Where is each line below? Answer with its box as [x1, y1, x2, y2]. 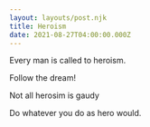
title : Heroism [9, 22, 67, 31]
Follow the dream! [9, 73, 77, 83]
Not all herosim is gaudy [9, 90, 99, 101]
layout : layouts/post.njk [9, 13, 107, 23]
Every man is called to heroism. [9, 55, 127, 66]
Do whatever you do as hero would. [9, 108, 142, 119]
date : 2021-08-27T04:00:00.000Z [9, 30, 131, 39]
